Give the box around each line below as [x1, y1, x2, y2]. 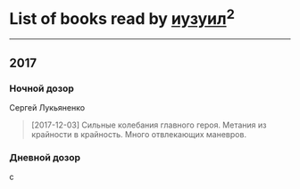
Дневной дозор [9, 151, 81, 163]
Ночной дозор [9, 82, 74, 94]
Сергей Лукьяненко [9, 102, 86, 112]
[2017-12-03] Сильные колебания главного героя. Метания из [30, 119, 267, 130]
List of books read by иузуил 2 [9, 5, 235, 29]
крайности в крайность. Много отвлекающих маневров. [30, 128, 247, 139]
